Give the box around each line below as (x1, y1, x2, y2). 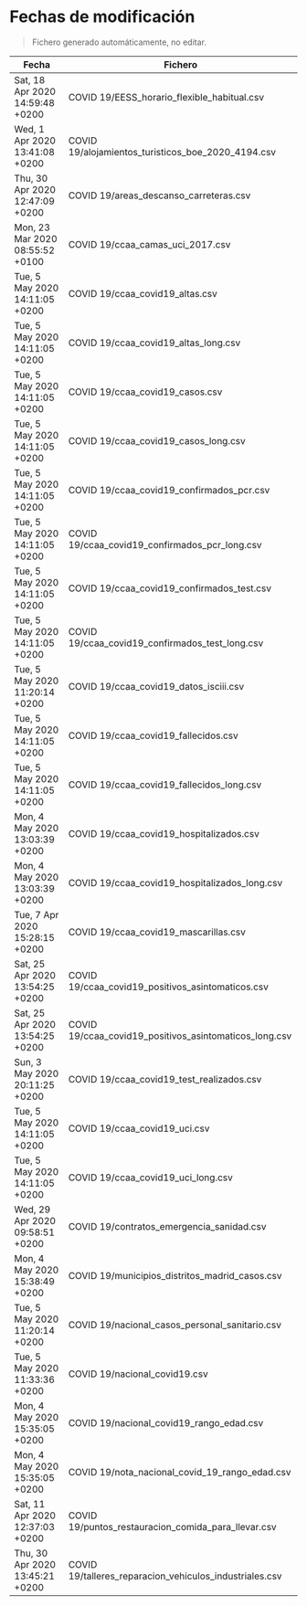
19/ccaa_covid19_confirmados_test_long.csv (68, 637, 264, 650)
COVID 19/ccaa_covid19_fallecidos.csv (68, 729, 239, 742)
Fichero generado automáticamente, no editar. (31, 37, 207, 48)
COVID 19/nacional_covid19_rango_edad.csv (68, 1416, 264, 1429)
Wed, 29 (14, 1203, 51, 1216)
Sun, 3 (14, 1055, 43, 1068)
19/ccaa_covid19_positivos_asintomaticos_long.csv (68, 1030, 292, 1042)
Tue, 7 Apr (14, 908, 59, 921)
